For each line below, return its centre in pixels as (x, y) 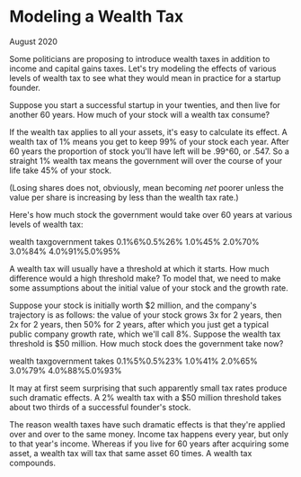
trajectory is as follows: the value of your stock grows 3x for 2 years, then (146, 315)
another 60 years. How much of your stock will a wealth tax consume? (140, 114)
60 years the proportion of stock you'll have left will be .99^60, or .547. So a (150, 151)
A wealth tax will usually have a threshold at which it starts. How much (139, 268)
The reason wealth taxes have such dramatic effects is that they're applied (147, 424)
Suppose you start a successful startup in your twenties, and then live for (145, 104)
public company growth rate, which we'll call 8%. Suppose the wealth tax (145, 334)
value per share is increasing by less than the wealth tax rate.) (124, 197)
